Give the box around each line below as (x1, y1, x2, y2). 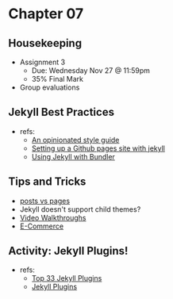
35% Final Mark (31, 75, 84, 83)
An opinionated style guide (31, 135, 120, 144)
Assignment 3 (19, 57, 66, 67)
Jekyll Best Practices (8, 105, 115, 119)
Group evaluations (19, 82, 80, 92)
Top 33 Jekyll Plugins (31, 274, 102, 283)
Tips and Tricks (8, 175, 86, 189)
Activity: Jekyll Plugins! (8, 244, 129, 258)
